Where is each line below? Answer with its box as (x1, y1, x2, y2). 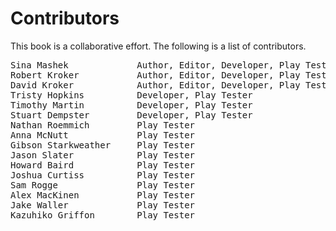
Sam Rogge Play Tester (10, 179, 196, 191)
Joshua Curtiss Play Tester (10, 169, 196, 181)
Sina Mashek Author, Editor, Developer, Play (10, 59, 301, 71)
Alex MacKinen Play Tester (10, 189, 196, 201)
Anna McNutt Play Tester (10, 129, 196, 141)
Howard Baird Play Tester (10, 159, 196, 171)
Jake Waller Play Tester (10, 199, 196, 211)
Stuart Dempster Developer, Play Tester (10, 109, 253, 121)
